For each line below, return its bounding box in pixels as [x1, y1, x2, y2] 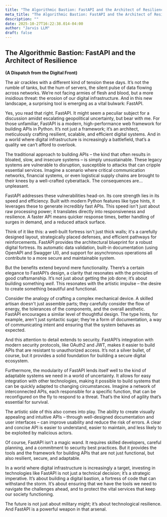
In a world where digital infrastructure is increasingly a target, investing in [5, 465, 156, 471]
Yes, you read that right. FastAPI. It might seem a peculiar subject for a [5, 110, 150, 116]
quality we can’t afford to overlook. [5, 142, 77, 148]
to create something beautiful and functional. [5, 286, 97, 292]
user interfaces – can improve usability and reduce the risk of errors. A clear [5, 419, 162, 425]
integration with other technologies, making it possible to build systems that [5, 378, 160, 384]
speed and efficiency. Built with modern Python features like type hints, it [5, 198, 155, 204]
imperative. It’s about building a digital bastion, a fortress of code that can [5, 475, 156, 481]
